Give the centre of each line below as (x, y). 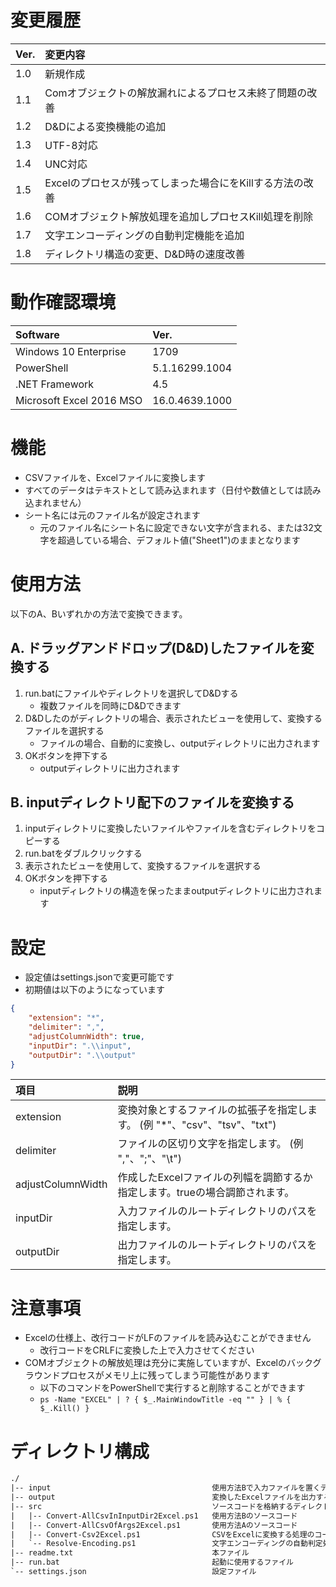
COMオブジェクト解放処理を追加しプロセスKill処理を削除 (179, 216)
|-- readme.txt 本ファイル (130, 1553)
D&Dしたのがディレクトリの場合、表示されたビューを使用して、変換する (173, 718)
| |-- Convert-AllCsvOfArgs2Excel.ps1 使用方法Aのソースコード (154, 1525)
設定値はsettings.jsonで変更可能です (99, 977)
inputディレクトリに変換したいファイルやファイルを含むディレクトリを (170, 828)
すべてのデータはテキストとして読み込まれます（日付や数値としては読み (173, 490)
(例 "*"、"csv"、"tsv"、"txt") (208, 1125)
